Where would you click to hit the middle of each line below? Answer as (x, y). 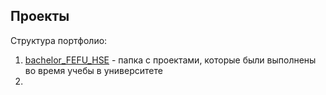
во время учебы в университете (93, 70)
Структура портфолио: (59, 40)
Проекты (40, 16)
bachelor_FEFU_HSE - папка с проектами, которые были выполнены (170, 60)
